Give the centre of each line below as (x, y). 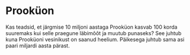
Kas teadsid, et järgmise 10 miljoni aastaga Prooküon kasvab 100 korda (91, 27)
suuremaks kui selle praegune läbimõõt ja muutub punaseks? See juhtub (94, 33)
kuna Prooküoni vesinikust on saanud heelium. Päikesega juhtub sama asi (95, 39)
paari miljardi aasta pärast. (38, 46)
